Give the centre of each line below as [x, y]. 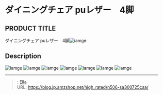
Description [23, 56]
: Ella [22, 82]
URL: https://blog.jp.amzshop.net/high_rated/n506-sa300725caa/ [83, 87]
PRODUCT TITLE [31, 28]
